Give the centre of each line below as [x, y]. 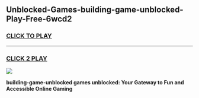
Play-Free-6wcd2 [39, 19]
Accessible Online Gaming [39, 88]
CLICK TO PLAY [29, 36]
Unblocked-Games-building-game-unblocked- [95, 10]
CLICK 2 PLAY [27, 58]
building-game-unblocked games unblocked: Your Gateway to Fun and [95, 82]
